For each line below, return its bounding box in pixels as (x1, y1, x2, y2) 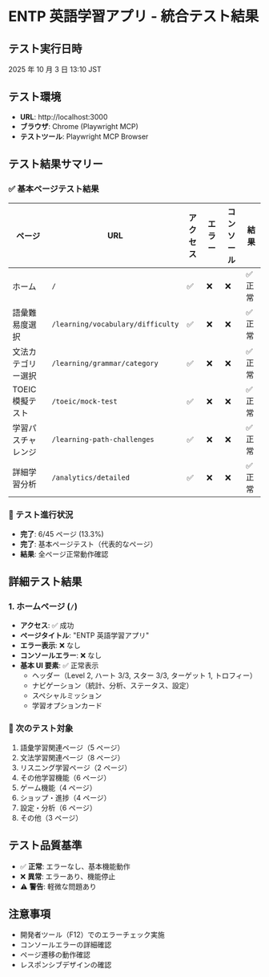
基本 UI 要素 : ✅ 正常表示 (19, 661, 99, 671)
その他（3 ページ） (19, 813, 83, 822)
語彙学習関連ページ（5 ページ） (19, 743, 125, 752)
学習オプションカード (31, 701, 102, 711)
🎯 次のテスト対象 (8, 723, 74, 734)
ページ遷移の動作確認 (19, 950, 90, 959)
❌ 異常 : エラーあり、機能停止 (19, 871, 116, 881)
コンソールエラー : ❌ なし (19, 651, 102, 660)
